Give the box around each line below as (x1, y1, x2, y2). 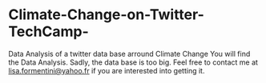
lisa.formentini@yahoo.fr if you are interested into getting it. (8, 65, 205, 75)
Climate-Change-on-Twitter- (8, 6, 204, 24)
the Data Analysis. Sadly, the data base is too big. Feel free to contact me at (8, 57, 259, 67)
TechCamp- (8, 22, 90, 41)
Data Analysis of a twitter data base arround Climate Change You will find (8, 49, 251, 58)
